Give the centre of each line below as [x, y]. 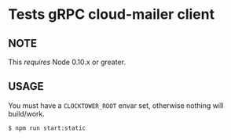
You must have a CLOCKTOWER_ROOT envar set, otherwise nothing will [116, 105]
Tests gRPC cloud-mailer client [111, 14]
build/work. [27, 113]
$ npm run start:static [47, 128]
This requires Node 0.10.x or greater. [67, 62]
